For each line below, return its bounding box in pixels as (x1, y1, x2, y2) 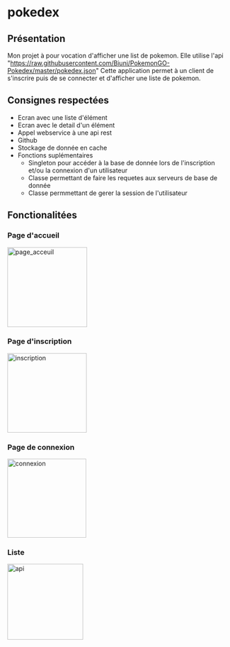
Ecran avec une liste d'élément (17, 113, 108, 121)
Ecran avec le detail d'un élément (17, 121, 115, 129)
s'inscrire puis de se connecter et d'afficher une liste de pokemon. (7, 74, 201, 82)
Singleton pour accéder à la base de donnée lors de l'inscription (28, 158, 216, 167)
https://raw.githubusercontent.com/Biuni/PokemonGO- (10, 59, 170, 67)
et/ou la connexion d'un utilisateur (28, 166, 128, 175)
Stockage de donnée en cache (17, 143, 108, 152)
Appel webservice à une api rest (17, 128, 112, 137)
